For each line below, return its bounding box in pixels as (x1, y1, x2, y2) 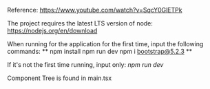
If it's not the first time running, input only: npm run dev (7, 61, 164, 68)
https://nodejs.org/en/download (7, 27, 98, 34)
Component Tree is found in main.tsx (7, 74, 112, 82)
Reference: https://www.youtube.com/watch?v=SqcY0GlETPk (7, 6, 182, 14)
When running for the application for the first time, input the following (7, 40, 204, 48)
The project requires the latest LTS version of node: (7, 19, 154, 27)
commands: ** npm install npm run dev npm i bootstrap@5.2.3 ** (7, 48, 193, 55)
